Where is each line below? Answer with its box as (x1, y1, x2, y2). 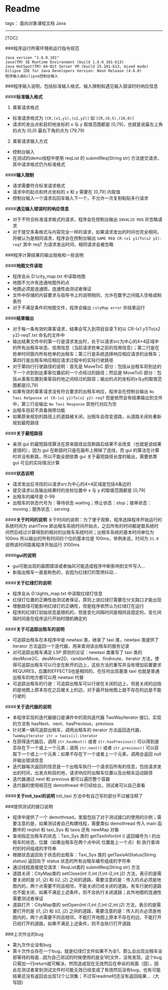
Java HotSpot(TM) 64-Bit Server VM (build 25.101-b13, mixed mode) (5, 64, 149, 69)
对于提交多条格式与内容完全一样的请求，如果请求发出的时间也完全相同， (12, 229, 161, 235)
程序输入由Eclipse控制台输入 (5, 74, 58, 79)
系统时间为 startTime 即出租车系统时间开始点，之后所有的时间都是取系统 (5, 523, 154, 529)
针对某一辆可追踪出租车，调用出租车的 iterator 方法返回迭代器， (12, 727, 144, 733)
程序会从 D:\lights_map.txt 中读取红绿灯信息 (12, 590, 102, 596)
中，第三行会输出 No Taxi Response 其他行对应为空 (12, 401, 117, 407)
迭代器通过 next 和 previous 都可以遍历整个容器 (12, 776, 110, 782)
